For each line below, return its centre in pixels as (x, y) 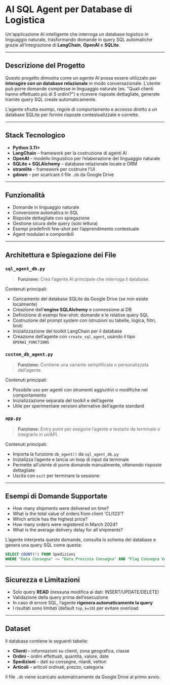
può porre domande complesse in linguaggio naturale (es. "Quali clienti (79, 88)
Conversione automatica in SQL (46, 213)
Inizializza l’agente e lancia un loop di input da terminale (71, 459)
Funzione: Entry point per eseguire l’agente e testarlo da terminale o (89, 429)
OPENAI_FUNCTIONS (31, 342)
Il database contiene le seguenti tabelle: (47, 641)
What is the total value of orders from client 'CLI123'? (68, 514)
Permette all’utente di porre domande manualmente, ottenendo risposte (87, 464)
